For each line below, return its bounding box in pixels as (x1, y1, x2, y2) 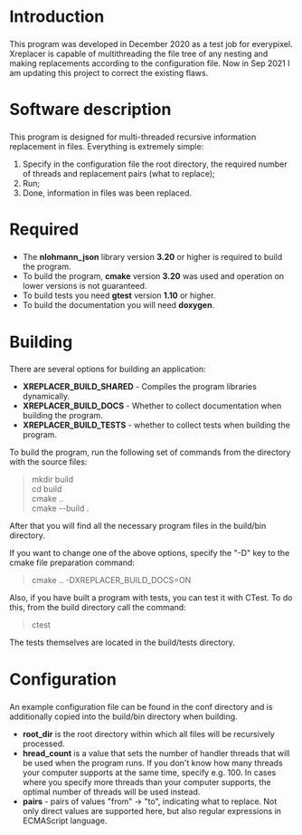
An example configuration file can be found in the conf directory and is (9, 701, 273, 712)
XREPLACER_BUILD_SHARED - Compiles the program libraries (22, 381, 258, 392)
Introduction (9, 6, 105, 27)
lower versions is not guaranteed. (22, 281, 147, 292)
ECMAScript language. (22, 815, 108, 826)
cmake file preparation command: (9, 557, 136, 568)
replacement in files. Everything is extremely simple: (9, 141, 204, 152)
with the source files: (9, 456, 88, 467)
